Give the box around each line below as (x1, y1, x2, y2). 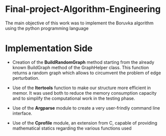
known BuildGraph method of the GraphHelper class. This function (12, 64, 149, 70)
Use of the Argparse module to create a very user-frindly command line (12, 105, 160, 111)
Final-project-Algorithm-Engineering (5, 3, 161, 15)
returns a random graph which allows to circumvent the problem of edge (12, 70, 162, 76)
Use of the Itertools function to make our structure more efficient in (12, 85, 151, 91)
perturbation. (12, 75, 40, 81)
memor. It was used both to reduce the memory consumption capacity (12, 90, 157, 96)
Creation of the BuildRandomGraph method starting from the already (12, 59, 155, 65)
